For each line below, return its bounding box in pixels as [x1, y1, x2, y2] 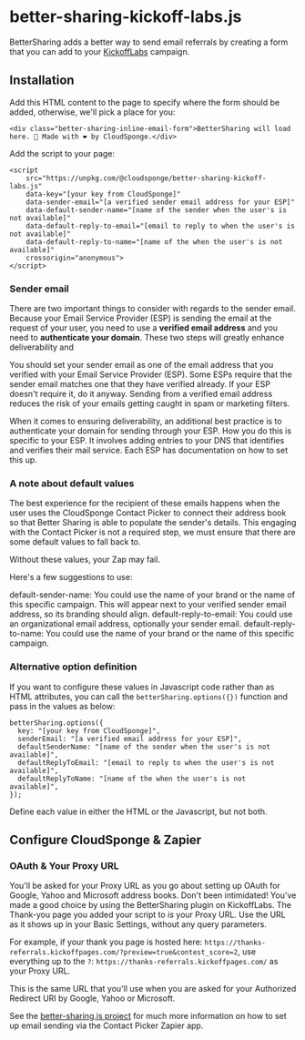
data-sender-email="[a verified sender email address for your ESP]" [25, 198, 296, 207]
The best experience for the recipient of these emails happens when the [9, 498, 280, 509]
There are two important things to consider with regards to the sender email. [9, 303, 296, 314]
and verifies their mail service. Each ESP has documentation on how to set [9, 444, 289, 456]
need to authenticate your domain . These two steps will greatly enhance [9, 332, 285, 343]
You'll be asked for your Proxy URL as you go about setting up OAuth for [9, 881, 280, 892]
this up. [9, 454, 38, 465]
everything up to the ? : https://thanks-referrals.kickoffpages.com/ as [9, 956, 279, 967]
